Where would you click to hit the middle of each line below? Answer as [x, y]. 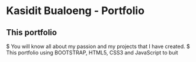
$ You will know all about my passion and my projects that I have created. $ [98, 46]
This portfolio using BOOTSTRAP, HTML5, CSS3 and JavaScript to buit [92, 53]
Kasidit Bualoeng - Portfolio [75, 11]
